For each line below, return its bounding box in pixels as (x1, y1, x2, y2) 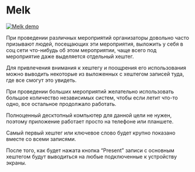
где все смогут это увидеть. (6, 77, 77, 84)
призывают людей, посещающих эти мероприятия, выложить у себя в (6, 40, 183, 47)
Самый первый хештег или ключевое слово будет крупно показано (6, 129, 176, 136)
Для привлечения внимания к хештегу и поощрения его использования (6, 64, 186, 71)
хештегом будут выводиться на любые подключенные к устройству (6, 153, 177, 160)
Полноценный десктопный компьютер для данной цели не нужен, (6, 112, 172, 119)
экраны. (6, 159, 26, 166)
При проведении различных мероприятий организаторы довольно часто (6, 34, 189, 41)
